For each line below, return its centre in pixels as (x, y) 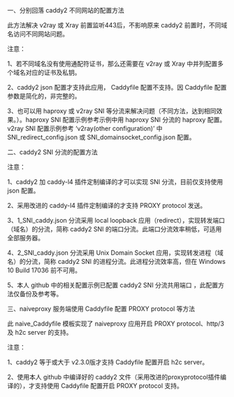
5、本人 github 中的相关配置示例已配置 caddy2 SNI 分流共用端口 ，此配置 (113, 285)
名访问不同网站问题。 (38, 34)
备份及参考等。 (41, 294)
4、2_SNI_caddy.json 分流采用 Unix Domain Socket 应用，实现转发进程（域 (115, 253)
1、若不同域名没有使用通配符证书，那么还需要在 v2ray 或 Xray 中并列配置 (112, 64)
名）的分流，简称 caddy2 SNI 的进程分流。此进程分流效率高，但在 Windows (116, 262)
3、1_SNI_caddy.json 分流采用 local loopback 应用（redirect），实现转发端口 (116, 220)
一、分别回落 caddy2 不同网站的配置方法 (66, 10)
